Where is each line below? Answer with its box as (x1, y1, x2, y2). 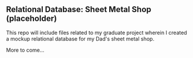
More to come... (6, 46, 45, 53)
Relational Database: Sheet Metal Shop (6, 5, 151, 14)
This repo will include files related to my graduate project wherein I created (6, 29, 188, 36)
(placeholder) (6, 14, 57, 24)
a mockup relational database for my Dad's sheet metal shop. (6, 35, 154, 42)
